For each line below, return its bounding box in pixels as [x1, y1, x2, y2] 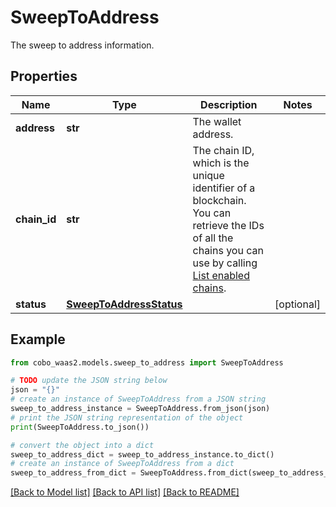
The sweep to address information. [10, 39, 155, 51]
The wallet [192, 114, 242, 128]
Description [200, 97, 258, 111]
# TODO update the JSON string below [10, 376, 168, 386]
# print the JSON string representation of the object [10, 412, 244, 423]
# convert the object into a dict [10, 440, 155, 450]
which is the [192, 156, 250, 170]
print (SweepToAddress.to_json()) [10, 422, 150, 432]
